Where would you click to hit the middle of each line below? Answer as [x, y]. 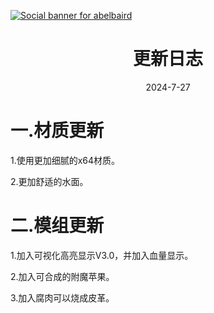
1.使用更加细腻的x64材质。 [65, 160]
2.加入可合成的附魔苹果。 [62, 276]
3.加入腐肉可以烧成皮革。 [62, 297]
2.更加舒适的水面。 [49, 181]
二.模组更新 [57, 226]
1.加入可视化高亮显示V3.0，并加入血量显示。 [102, 255]
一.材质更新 [57, 131]
